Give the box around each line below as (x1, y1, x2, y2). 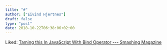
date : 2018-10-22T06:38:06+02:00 (5, 26, 75, 31)
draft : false (5, 16, 32, 21)
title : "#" (5, 7, 28, 12)
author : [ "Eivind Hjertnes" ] (5, 12, 66, 17)
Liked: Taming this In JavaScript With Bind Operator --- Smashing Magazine (5, 39, 162, 45)
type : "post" (5, 21, 32, 26)
